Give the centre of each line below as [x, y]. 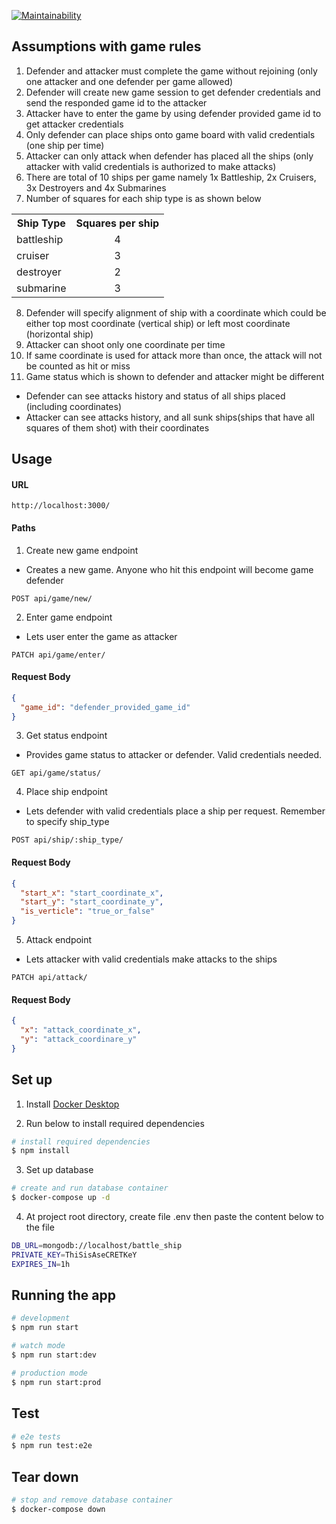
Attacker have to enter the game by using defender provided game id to [173, 113]
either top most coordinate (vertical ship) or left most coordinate [158, 323]
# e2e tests [36, 1436]
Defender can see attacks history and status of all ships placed [155, 396]
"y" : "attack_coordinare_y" [79, 1039]
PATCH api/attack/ [49, 978]
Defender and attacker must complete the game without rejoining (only [171, 71]
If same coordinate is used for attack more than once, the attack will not [174, 355]
